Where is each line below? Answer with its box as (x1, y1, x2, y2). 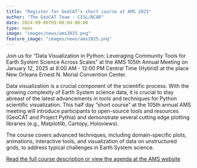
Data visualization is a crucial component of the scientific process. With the (6, 83, 189, 89)
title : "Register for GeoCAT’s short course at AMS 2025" (6, 8, 152, 15)
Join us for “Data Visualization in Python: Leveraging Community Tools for (6, 52, 186, 59)
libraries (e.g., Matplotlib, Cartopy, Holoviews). (6, 120, 119, 127)
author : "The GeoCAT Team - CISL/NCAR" (6, 14, 104, 20)
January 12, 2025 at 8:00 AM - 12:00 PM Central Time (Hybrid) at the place (6, 65, 189, 71)
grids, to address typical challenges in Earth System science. (6, 144, 155, 151)
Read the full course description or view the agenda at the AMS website (6, 156, 181, 162)
